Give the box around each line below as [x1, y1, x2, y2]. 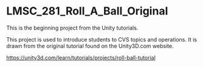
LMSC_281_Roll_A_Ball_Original [6, 4, 168, 18]
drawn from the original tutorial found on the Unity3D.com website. [6, 42, 174, 49]
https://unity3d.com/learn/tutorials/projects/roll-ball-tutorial [6, 54, 156, 61]
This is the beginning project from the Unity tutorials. [6, 24, 139, 31]
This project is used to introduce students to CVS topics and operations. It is [6, 36, 198, 43]
